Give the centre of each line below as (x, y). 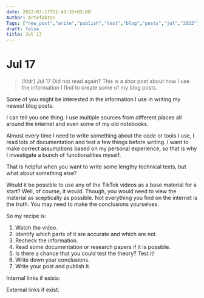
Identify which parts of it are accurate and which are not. (86, 234)
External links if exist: (33, 290)
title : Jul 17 (24, 35)
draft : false (23, 29)
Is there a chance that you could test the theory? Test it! (85, 253)
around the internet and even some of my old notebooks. (77, 124)
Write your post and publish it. (53, 267)
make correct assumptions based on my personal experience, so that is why (102, 148)
